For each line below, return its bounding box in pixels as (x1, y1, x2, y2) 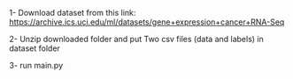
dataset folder (9, 43, 60, 54)
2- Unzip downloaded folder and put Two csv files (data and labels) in (9, 34, 264, 44)
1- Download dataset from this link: (9, 8, 136, 18)
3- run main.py (9, 61, 64, 70)
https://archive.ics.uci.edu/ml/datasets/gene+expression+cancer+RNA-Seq (9, 17, 285, 27)
